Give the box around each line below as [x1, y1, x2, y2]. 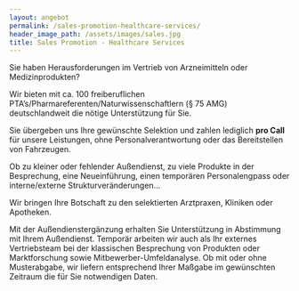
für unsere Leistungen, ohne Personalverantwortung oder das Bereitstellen [9, 134, 283, 145]
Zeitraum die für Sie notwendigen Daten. [9, 271, 158, 282]
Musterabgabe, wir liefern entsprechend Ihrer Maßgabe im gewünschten [9, 262, 276, 272]
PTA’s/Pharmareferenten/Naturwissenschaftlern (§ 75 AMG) [9, 99, 228, 109]
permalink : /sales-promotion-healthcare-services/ [9, 21, 201, 30]
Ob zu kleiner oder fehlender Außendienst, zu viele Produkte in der [9, 161, 255, 172]
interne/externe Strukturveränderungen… [9, 180, 161, 191]
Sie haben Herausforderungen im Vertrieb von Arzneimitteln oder [9, 62, 248, 73]
